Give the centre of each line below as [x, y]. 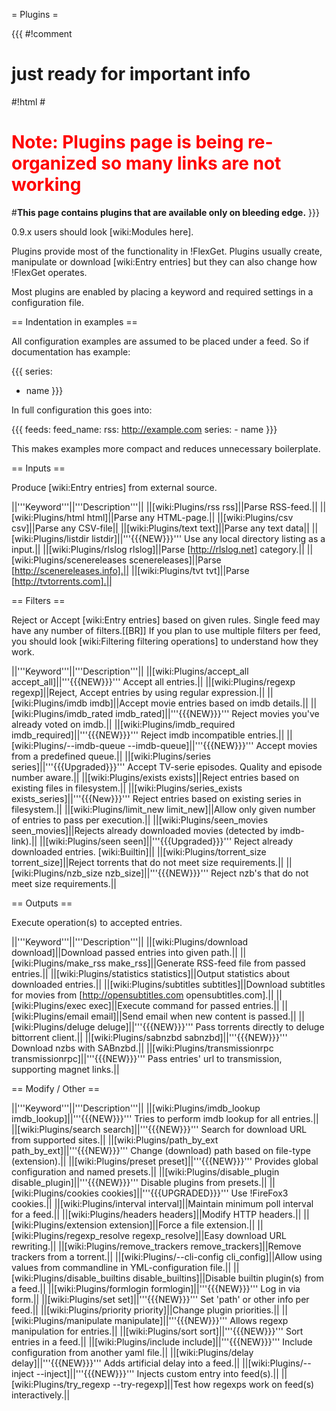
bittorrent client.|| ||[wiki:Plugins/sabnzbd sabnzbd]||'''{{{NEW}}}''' [149, 1037]
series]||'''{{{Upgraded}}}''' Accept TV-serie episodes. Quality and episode [167, 766]
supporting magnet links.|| [65, 1069]
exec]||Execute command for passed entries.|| [184, 1005]
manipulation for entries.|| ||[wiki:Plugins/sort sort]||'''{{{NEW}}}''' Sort [157, 1331]
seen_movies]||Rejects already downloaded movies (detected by [144, 830]
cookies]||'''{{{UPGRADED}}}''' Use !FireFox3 [194, 1193]
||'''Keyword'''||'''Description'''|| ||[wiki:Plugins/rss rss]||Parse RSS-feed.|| [164, 506]
